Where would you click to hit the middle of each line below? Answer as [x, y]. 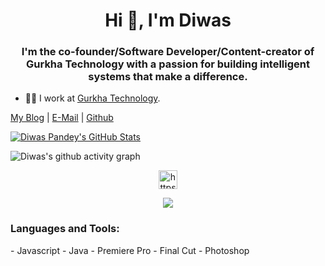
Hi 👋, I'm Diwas [168, 20]
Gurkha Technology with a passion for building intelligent [168, 64]
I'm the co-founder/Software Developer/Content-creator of [168, 52]
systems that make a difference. [168, 77]
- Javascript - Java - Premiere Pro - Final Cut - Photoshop [130, 250]
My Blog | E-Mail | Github [62, 118]
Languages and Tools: [65, 229]
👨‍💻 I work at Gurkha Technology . [92, 98]
